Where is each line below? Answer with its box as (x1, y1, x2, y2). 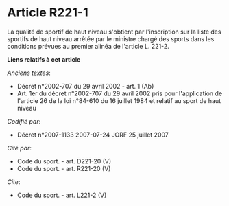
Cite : (7, 177, 21, 186)
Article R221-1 (7, 5, 88, 21)
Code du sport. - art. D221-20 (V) (16, 157, 112, 165)
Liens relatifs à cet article (7, 55, 81, 63)
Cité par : (7, 144, 32, 152)
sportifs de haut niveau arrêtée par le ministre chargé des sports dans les (7, 34, 215, 43)
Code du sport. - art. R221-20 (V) (16, 164, 111, 172)
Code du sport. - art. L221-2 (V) (16, 191, 107, 199)
